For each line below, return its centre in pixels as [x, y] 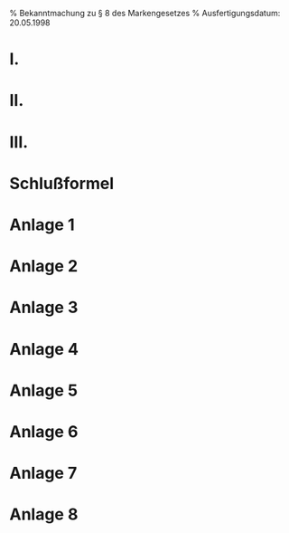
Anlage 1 [42, 224]
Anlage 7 [43, 473]
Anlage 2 [44, 266]
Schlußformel [62, 183]
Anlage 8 [44, 514]
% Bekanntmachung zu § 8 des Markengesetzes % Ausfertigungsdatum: [145, 13]
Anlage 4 [44, 349]
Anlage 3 [44, 308]
